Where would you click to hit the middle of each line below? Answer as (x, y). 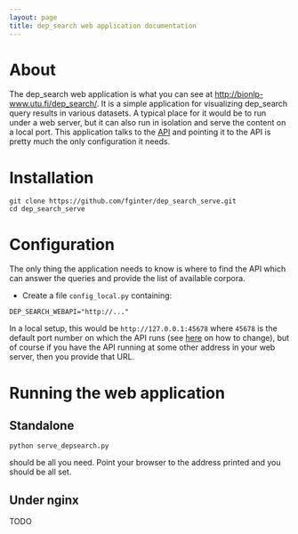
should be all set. (40, 472)
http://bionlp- (239, 94)
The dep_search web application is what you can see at (111, 94)
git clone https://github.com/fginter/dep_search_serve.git (123, 201)
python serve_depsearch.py (59, 446)
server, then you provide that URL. (72, 357)
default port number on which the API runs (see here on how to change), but (149, 338)
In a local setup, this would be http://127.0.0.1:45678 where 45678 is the (143, 328)
